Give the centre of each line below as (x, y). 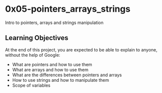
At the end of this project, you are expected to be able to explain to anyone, (81, 49)
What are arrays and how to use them (50, 70)
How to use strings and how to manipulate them (61, 80)
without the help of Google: (33, 55)
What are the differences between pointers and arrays (67, 75)
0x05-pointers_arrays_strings (68, 9)
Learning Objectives (37, 38)
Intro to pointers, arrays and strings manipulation (54, 23)
